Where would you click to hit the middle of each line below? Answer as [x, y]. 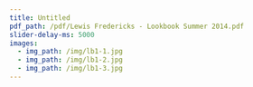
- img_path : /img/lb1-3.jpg [70, 69]
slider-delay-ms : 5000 [52, 34]
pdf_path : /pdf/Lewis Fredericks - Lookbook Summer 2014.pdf [127, 26]
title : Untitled [40, 18]
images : [24, 43]
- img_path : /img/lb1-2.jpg [70, 60]
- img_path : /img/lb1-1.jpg [70, 52]
